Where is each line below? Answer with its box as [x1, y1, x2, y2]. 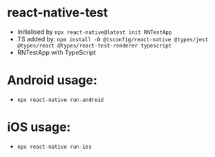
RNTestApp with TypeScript [17, 48, 96, 56]
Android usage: [7, 72, 98, 88]
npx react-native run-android [17, 96, 105, 103]
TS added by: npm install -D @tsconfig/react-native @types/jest [17, 34, 209, 43]
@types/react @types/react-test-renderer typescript [17, 42, 172, 49]
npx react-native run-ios [17, 143, 92, 150]
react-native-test [7, 5, 108, 21]
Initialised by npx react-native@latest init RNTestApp [17, 28, 172, 36]
